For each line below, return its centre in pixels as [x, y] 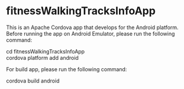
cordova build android [33, 81]
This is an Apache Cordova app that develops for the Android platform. [92, 27]
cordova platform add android [42, 58]
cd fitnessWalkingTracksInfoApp [45, 51]
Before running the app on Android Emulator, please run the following [91, 33]
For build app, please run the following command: [67, 69]
